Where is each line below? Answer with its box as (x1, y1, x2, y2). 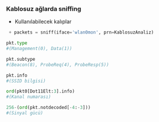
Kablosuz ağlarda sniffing (6, 5, 81, 13)
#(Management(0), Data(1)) (6, 46, 72, 52)
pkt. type (6, 40, 28, 46)
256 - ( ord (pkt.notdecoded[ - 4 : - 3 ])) (6, 105, 91, 111)
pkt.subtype (6, 56, 35, 62)
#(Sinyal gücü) (6, 110, 44, 116)
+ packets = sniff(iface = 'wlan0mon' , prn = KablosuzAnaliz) (8, 29, 154, 35)
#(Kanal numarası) (6, 94, 51, 100)
